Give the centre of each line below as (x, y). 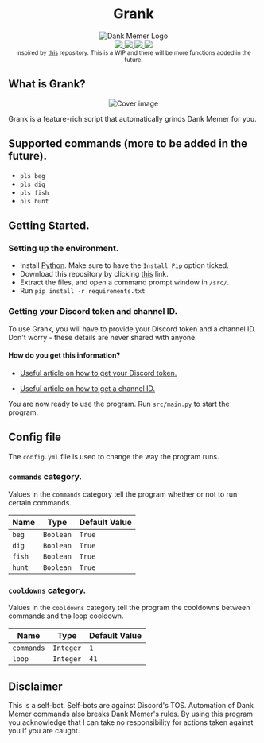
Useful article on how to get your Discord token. (98, 373)
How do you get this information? (64, 355)
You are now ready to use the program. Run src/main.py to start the (119, 404)
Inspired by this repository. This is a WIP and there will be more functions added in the (134, 52)
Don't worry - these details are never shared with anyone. (103, 337)
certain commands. (40, 502)
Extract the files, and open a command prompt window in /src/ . (124, 282)
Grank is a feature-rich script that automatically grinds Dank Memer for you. (132, 118)
